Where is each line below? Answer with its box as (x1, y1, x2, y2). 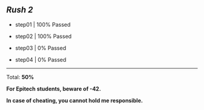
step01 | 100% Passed (15, 21, 71, 28)
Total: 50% (6, 73, 35, 80)
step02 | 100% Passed (15, 33, 72, 40)
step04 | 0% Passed (15, 56, 67, 63)
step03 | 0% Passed (15, 44, 67, 51)
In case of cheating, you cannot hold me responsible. (6, 97, 143, 104)
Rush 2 (6, 5, 33, 15)
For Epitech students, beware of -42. (6, 85, 101, 92)
